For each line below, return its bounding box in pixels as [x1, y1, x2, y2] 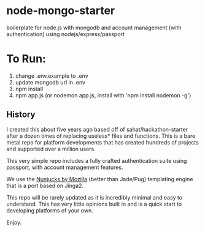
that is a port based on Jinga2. [6, 182, 84, 189]
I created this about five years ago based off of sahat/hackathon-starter [6, 125, 188, 133]
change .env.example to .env [15, 72, 89, 80]
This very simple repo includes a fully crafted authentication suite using [6, 157, 187, 164]
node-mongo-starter [6, 4, 115, 18]
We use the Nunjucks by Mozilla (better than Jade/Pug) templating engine [6, 175, 193, 182]
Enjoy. [6, 219, 22, 226]
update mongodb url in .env [15, 78, 86, 86]
